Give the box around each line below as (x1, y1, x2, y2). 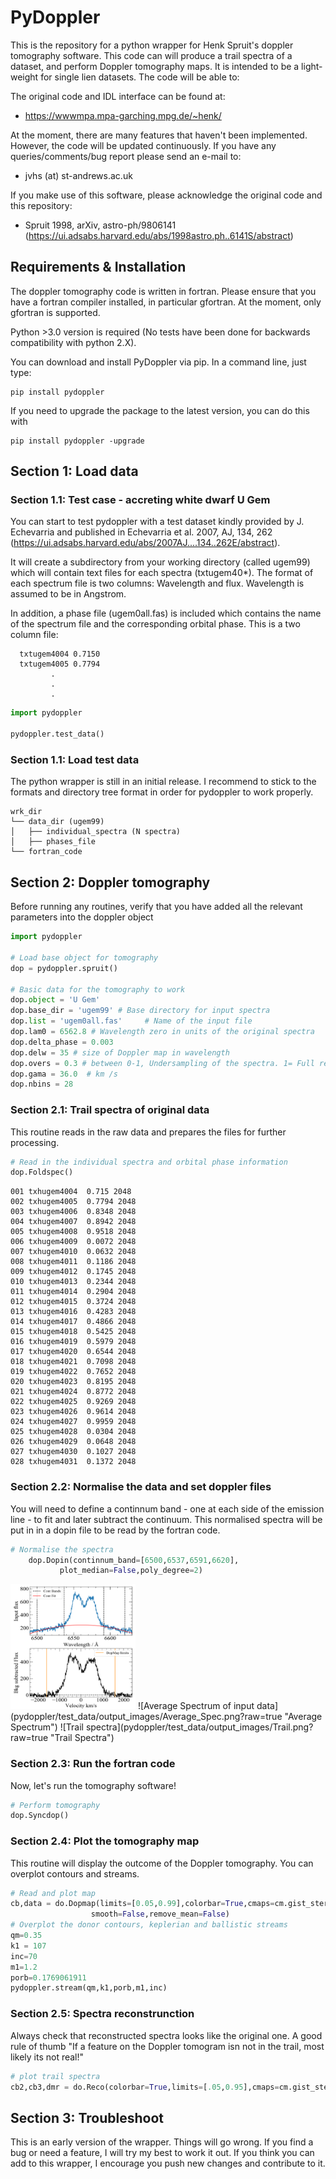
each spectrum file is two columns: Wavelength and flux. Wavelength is (10, 577, 305, 590)
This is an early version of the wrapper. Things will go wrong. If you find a (10, 2136, 314, 2148)
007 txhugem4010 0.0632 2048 (10, 1247, 137, 1257)
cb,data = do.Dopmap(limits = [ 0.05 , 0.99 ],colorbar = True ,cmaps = (10, 1899, 275, 1909)
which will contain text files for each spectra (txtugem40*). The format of (10, 567, 314, 579)
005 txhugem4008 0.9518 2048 (10, 1227, 137, 1237)
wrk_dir (10, 807, 43, 817)
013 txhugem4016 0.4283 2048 (10, 1307, 137, 1317)
